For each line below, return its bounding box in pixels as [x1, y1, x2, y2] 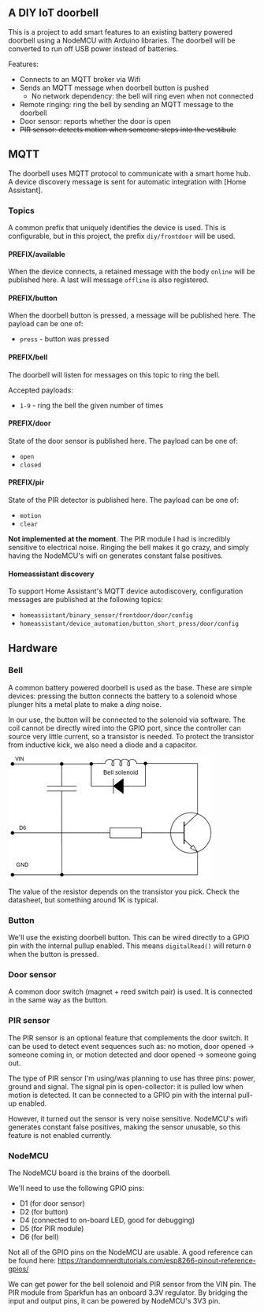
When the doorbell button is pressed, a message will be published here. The [8, 311, 256, 320]
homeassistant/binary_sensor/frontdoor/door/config [19, 612, 193, 619]
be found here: [8, 1256, 57, 1266]
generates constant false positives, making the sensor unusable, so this [8, 1122, 241, 1132]
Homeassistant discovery [8, 569, 95, 578]
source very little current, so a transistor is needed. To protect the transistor [8, 731, 255, 741]
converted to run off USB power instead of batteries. [8, 43, 179, 54]
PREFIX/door [8, 418, 51, 428]
